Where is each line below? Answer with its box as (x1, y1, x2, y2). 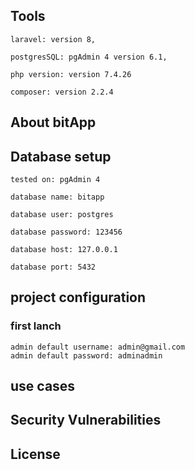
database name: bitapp (10, 192, 105, 203)
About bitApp (10, 114, 97, 131)
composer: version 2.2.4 (10, 87, 114, 97)
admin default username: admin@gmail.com (10, 342, 186, 352)
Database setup (10, 148, 112, 165)
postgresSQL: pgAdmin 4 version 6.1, (10, 52, 168, 62)
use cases (10, 378, 76, 395)
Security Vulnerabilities (10, 412, 162, 429)
